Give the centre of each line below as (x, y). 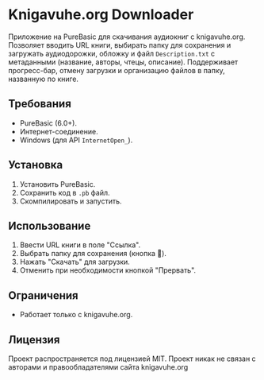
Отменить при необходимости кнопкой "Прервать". (108, 270)
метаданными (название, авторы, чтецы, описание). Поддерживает (123, 62)
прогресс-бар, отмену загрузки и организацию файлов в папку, (117, 70)
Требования (40, 104)
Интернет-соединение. (59, 131)
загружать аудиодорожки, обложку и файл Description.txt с (112, 53)
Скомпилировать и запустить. (71, 201)
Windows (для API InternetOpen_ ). (76, 140)
